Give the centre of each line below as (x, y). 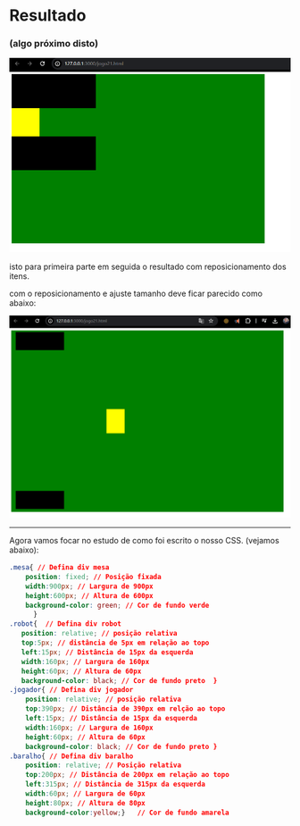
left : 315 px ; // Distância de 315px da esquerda (115, 784)
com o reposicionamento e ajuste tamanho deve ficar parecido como (136, 293)
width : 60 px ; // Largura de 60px (85, 794)
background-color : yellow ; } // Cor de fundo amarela (127, 813)
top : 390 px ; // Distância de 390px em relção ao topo (125, 709)
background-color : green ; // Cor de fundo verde (117, 605)
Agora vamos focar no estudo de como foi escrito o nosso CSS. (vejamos (144, 541)
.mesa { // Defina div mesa (59, 568)
